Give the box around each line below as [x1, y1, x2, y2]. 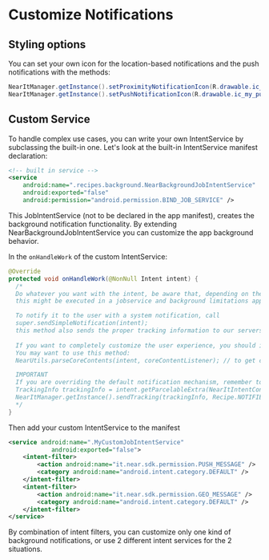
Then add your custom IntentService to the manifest [8, 423, 180, 432]
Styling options [8, 38, 86, 51]
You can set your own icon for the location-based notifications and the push [8, 59, 259, 68]
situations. [8, 544, 42, 554]
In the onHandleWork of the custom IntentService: [8, 251, 168, 262]
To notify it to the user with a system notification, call [15, 311, 220, 320]
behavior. [8, 236, 39, 246]
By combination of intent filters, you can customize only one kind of [8, 527, 231, 537]
